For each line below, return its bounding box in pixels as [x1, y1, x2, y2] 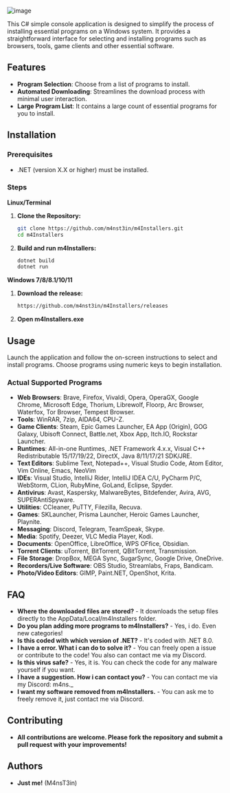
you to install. [16, 109, 56, 117]
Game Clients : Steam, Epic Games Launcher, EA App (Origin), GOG [16, 423, 208, 431]
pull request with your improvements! [16, 740, 127, 748]
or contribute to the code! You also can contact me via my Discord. [16, 651, 207, 659]
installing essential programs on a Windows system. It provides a [7, 28, 191, 35]
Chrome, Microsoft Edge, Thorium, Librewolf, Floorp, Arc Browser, [16, 401, 205, 409]
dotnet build [16, 257, 55, 264]
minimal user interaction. [16, 94, 87, 103]
